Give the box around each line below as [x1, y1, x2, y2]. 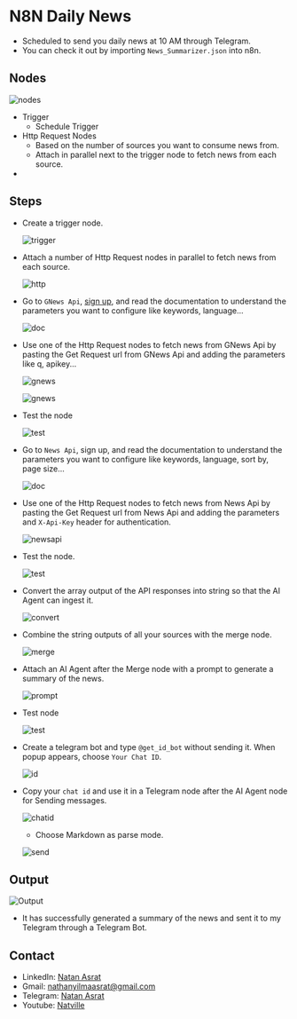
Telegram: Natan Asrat [21, 991, 105, 1001]
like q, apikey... [21, 358, 77, 369]
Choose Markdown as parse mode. [35, 829, 164, 840]
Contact [9, 948, 55, 963]
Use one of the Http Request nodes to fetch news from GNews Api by [21, 339, 277, 350]
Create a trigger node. [21, 217, 104, 228]
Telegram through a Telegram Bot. [21, 922, 148, 933]
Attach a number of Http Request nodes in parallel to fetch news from [21, 251, 277, 263]
